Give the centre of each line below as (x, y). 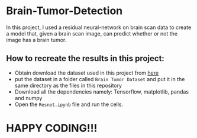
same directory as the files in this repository (68, 85)
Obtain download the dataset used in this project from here (86, 73)
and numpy (28, 98)
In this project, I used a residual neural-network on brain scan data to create (99, 27)
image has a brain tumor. (36, 40)
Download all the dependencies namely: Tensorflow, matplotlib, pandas (102, 92)
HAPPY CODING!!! (52, 128)
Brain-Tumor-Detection (64, 11)
